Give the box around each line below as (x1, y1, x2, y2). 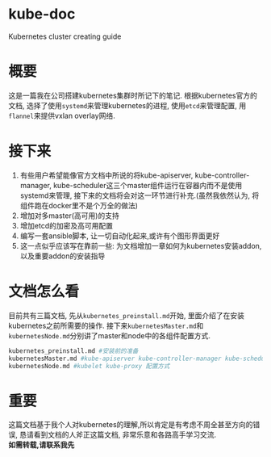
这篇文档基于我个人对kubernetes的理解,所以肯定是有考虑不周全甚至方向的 (8, 420, 253, 430)
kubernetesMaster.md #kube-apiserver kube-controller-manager (8, 354, 222, 363)
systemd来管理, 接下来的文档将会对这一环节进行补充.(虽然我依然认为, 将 (19, 191, 260, 200)
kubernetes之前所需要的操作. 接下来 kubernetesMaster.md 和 (8, 321, 204, 330)
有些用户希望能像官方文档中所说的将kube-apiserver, (19, 170, 194, 180)
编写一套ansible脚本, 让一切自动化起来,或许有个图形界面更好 (19, 231, 220, 241)
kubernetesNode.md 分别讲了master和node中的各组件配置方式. (8, 330, 211, 340)
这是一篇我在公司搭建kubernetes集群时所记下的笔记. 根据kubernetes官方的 (8, 90, 258, 100)
